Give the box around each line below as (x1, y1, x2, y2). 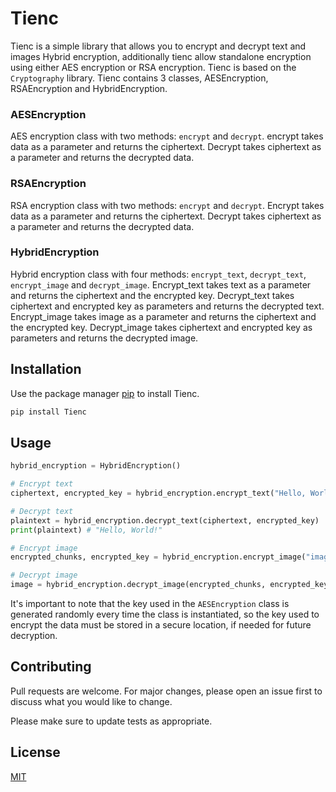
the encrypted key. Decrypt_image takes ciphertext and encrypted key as (10, 321, 313, 333)
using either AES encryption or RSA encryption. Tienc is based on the (10, 61, 297, 73)
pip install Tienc (10, 407, 87, 417)
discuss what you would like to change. (10, 695, 173, 707)
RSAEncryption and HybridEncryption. (10, 82, 168, 94)
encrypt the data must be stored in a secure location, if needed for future (10, 619, 312, 631)
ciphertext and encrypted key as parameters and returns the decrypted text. (10, 300, 325, 312)
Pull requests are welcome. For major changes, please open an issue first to (10, 685, 323, 697)
